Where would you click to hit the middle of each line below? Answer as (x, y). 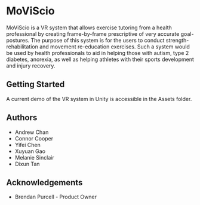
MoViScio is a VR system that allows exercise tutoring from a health (89, 27)
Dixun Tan (27, 164)
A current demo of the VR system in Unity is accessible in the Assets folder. (99, 99)
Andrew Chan (32, 132)
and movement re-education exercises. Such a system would (115, 47)
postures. (18, 40)
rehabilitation (22, 47)
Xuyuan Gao (30, 151)
